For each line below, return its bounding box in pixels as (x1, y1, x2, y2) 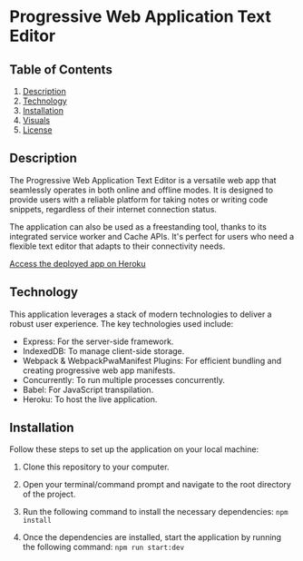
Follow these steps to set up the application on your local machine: (9, 444, 259, 455)
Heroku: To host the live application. (22, 393, 158, 405)
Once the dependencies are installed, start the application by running (22, 532, 282, 543)
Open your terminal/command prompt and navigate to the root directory (22, 479, 292, 490)
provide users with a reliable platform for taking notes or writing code (9, 193, 269, 205)
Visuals (22, 115, 51, 125)
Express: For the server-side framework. (22, 336, 174, 347)
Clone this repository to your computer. (22, 461, 170, 473)
